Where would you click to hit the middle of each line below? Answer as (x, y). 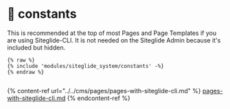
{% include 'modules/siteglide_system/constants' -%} (86, 66)
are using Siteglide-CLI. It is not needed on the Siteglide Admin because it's (114, 40)
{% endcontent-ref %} (99, 98)
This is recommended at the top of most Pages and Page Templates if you (112, 33)
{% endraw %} (26, 72)
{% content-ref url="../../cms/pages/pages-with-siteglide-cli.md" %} (104, 90)
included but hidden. (36, 47)
